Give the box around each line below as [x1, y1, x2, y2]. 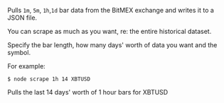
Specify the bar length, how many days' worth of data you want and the [7, 41, 218, 49]
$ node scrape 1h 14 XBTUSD [7, 75, 91, 83]
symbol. [7, 49, 31, 56]
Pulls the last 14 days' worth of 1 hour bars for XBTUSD [7, 88, 169, 96]
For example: [7, 62, 46, 70]
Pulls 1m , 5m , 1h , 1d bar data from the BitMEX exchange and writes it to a [7, 6, 215, 14]
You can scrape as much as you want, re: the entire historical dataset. [7, 28, 212, 35]
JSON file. [7, 13, 38, 22]
